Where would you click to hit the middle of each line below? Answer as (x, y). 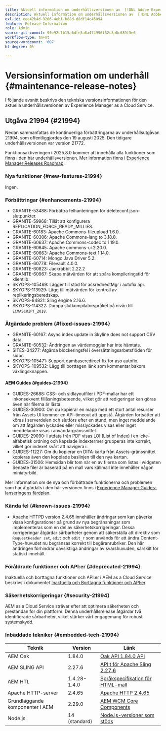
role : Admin (17, 28)
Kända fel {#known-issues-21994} (48, 506)
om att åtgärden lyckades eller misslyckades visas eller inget (74, 425)
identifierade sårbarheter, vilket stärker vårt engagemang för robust (74, 617)
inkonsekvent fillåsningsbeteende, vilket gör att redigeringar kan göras (84, 399)
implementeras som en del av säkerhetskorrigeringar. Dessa (73, 527)
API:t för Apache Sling (126, 664)
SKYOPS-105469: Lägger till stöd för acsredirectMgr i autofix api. (79, 284)
